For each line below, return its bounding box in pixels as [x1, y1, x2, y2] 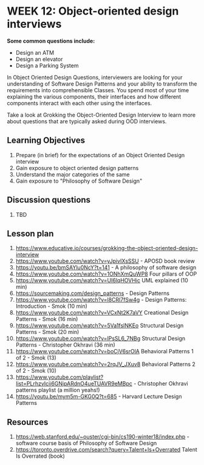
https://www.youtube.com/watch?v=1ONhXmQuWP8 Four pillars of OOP [15, 270, 197, 277]
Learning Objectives [7, 135, 86, 146]
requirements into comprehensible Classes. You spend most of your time [7, 86, 189, 93]
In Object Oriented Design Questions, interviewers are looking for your [7, 73, 183, 81]
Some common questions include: [7, 37, 95, 44]
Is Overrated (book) [15, 452, 66, 460]
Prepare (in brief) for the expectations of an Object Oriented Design [15, 151, 185, 158]
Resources [7, 417, 49, 427]
